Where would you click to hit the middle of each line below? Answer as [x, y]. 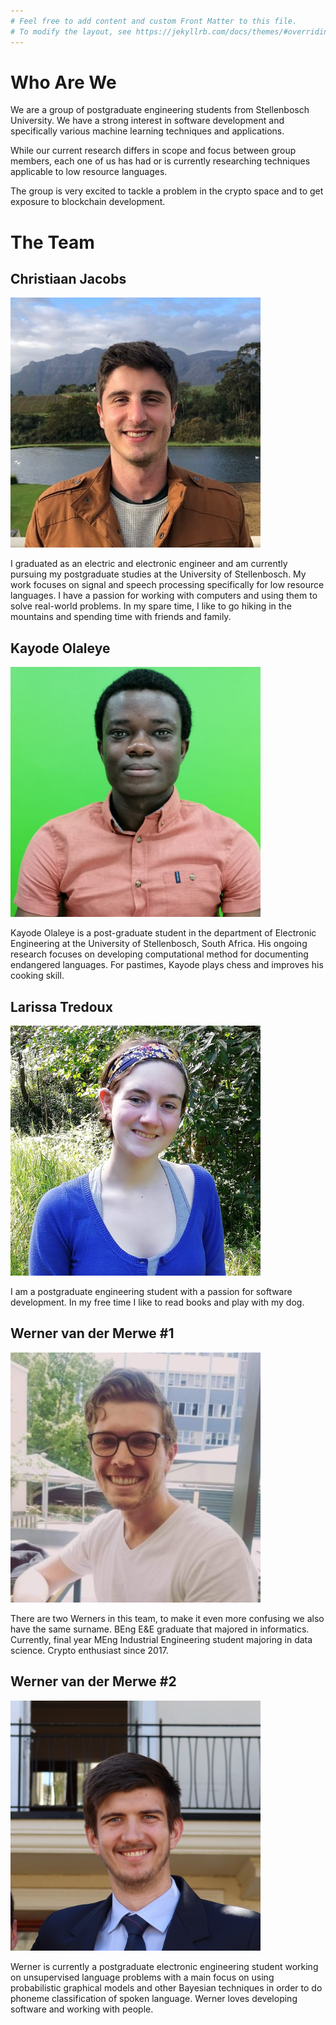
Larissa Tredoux [61, 1006]
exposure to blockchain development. [88, 202]
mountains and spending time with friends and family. [121, 617]
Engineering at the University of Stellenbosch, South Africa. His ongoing [159, 944]
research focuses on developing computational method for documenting [159, 954]
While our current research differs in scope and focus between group [153, 151]
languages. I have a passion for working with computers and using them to [164, 596]
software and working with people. [82, 2009]
